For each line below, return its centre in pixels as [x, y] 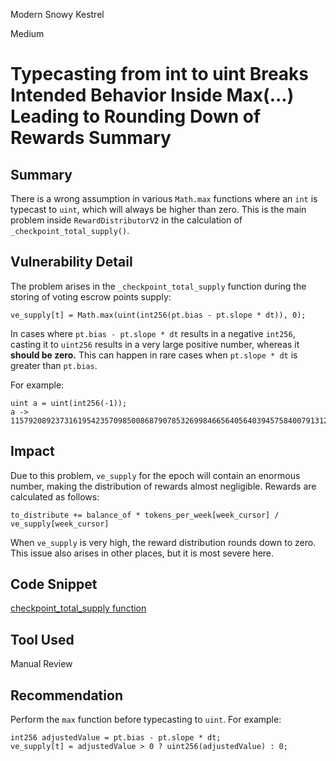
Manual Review [41, 664]
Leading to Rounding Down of [136, 116]
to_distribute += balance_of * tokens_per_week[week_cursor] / [145, 515]
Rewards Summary [91, 138]
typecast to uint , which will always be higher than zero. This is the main [158, 209]
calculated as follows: [55, 496]
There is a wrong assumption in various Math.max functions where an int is [164, 198]
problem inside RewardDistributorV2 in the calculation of [126, 220]
